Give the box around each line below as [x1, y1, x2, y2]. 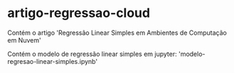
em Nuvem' [7, 35, 41, 44]
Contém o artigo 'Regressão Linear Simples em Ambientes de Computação [7, 28, 228, 37]
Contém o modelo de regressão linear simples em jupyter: [7, 50, 178, 58]
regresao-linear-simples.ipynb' [7, 57, 98, 65]
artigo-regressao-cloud [7, 5, 151, 21]
